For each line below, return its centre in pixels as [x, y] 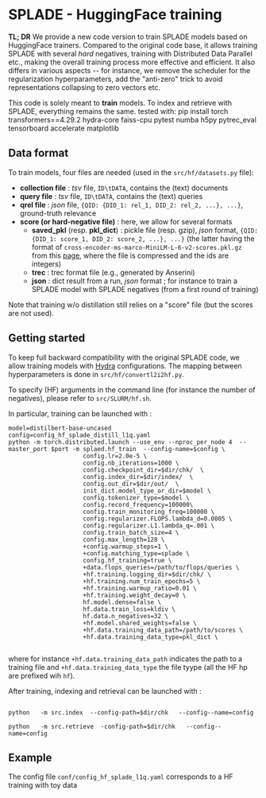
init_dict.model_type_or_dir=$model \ [147, 491]
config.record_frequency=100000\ [138, 504]
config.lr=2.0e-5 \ [115, 456]
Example [30, 757]
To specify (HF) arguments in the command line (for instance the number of [132, 389]
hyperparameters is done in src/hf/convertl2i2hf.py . [96, 374]
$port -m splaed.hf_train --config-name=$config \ [138, 449]
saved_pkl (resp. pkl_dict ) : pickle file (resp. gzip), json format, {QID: [145, 230]
